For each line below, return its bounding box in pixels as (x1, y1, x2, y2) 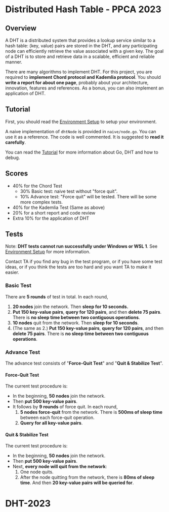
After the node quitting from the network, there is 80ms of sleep (20, 474, 155, 480)
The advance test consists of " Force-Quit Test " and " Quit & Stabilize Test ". (5, 360, 163, 367)
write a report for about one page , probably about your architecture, (5, 80, 149, 85)
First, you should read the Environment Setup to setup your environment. (5, 118, 157, 125)
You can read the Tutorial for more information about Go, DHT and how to (5, 149, 158, 155)
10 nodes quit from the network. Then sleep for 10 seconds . (12, 319, 139, 326)
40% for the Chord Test (12, 183, 62, 189)
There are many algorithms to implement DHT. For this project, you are (5, 69, 153, 75)
